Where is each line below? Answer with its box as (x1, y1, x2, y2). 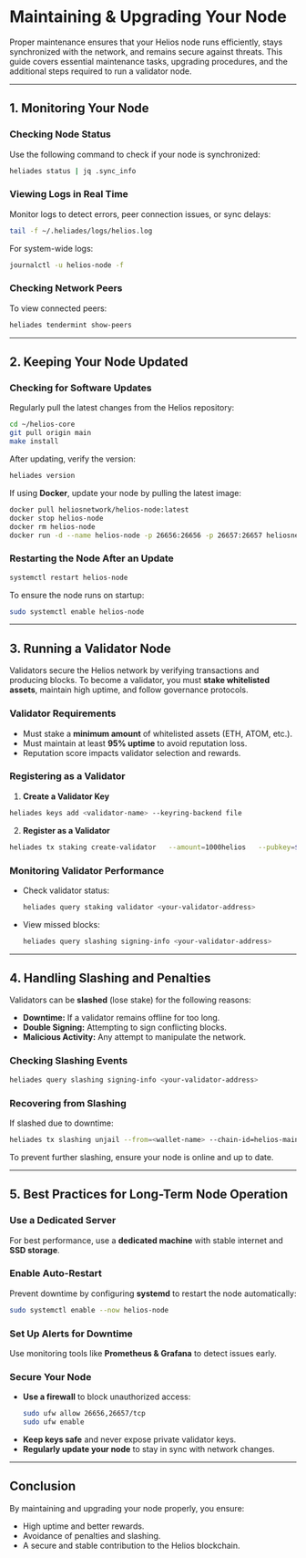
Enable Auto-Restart (9, 1267, 102, 1280)
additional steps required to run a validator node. (9, 66, 192, 77)
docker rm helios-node (9, 522, 96, 531)
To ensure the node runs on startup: (9, 589, 145, 600)
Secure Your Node (9, 1370, 92, 1383)
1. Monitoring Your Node (9, 100, 149, 116)
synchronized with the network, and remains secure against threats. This (9, 46, 283, 57)
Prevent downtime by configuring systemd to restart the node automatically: (9, 1288, 297, 1299)
